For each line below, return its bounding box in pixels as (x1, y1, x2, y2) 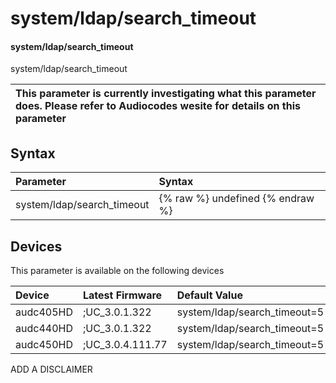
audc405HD (15, 305, 73, 319)
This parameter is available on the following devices (10, 265, 225, 277)
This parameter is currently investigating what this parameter (15, 87, 317, 101)
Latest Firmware (82, 288, 163, 302)
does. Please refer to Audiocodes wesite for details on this (15, 99, 301, 113)
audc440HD (15, 322, 73, 336)
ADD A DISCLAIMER (10, 363, 93, 376)
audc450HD (15, 338, 73, 352)
